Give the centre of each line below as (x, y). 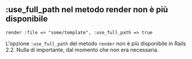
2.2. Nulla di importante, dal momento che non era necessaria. (82, 50)
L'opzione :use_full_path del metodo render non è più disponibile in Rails (96, 43)
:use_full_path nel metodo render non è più (87, 10)
